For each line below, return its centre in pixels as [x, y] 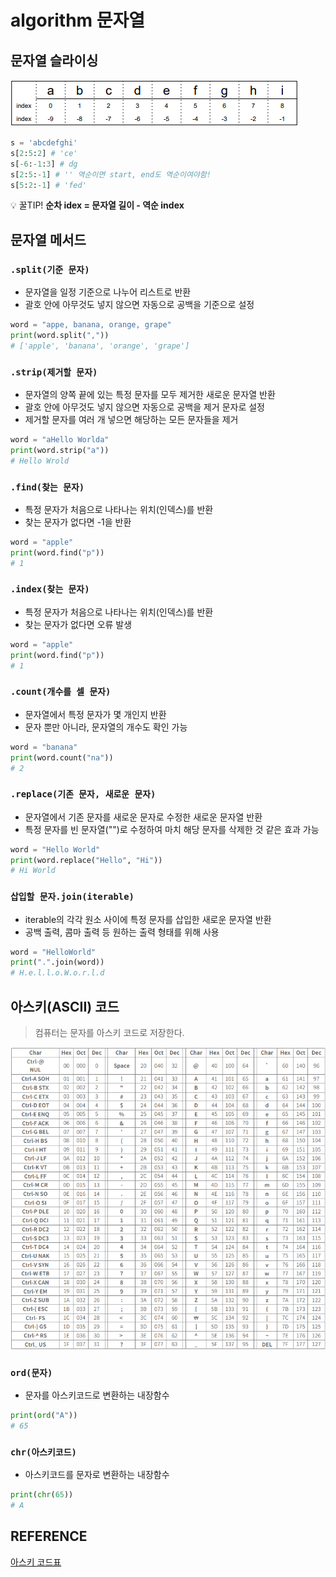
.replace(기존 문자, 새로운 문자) [83, 794]
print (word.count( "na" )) [62, 757]
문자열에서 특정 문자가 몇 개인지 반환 [95, 714]
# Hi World [33, 871]
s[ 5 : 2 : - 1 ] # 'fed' [48, 185]
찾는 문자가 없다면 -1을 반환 [78, 522]
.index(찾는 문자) [50, 589]
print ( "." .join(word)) [57, 962]
